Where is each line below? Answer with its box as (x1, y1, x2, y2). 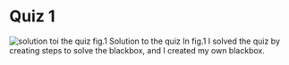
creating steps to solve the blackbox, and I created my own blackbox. (9, 45, 266, 55)
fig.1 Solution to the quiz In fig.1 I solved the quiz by (92, 36, 280, 46)
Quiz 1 (9, 6, 55, 27)
